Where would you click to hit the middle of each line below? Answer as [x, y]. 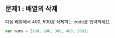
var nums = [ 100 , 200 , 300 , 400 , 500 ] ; [47, 31]
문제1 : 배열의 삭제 [31, 9]
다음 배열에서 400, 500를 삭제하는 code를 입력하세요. [58, 22]
